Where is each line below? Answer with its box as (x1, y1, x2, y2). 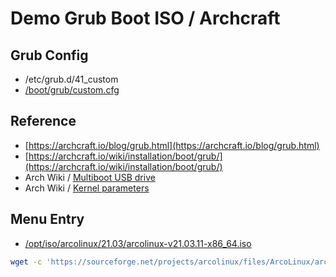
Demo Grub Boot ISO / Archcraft (10, 7, 281, 30)
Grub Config (10, 47, 89, 64)
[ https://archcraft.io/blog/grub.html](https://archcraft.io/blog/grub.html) (24, 139, 320, 151)
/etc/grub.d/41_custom (24, 73, 119, 85)
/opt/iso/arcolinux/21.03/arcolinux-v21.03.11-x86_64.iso (24, 237, 252, 249)
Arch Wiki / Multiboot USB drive (24, 171, 156, 183)
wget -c (10, 257, 43, 267)
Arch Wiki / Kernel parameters (24, 182, 150, 194)
